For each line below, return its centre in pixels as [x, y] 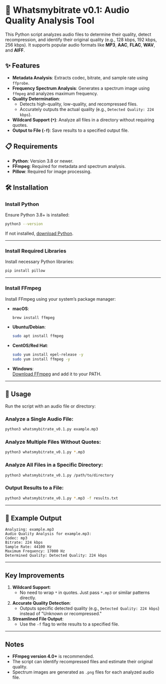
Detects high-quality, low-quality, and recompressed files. [79, 104]
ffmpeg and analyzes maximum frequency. [55, 93]
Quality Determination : [36, 99]
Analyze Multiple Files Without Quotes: [53, 442]
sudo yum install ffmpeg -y [41, 359]
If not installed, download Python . [39, 234]
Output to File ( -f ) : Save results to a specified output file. [71, 130]
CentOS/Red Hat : [30, 346]
